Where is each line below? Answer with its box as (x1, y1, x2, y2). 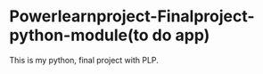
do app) (152, 25, 210, 45)
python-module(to (9, 25, 149, 45)
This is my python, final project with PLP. (9, 54, 159, 65)
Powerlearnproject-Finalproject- (9, 6, 256, 27)
